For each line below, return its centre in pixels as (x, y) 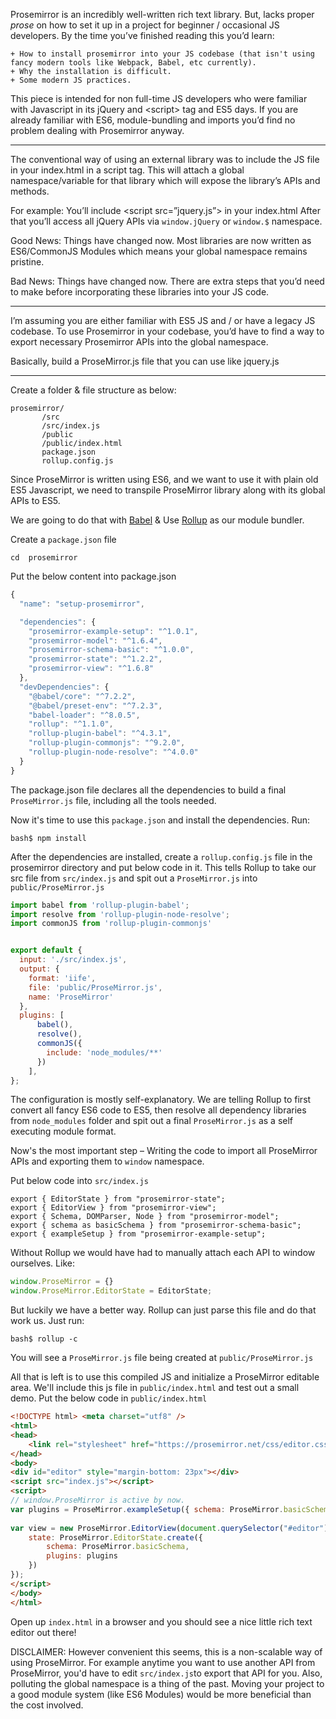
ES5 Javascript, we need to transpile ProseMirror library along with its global (168, 490)
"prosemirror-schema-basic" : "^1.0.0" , (111, 650)
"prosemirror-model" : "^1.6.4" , (95, 640)
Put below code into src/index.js (79, 1181)
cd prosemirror (44, 558)
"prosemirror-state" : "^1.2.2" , (95, 659)
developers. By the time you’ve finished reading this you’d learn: (142, 35)
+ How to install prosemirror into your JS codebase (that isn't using (162, 54)
